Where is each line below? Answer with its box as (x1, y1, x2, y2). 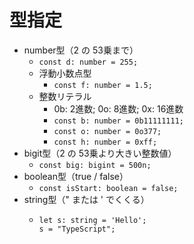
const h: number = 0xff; (53, 137, 158, 147)
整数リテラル (38, 90, 92, 102)
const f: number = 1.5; (53, 80, 153, 90)
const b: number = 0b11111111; (53, 116, 184, 126)
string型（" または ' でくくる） (23, 193, 150, 205)
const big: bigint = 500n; (38, 160, 152, 170)
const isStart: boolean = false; (38, 183, 179, 193)
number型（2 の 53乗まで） (23, 44, 139, 56)
